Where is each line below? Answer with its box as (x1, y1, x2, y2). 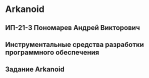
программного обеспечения (5, 48, 99, 56)
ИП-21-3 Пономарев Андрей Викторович (5, 23, 140, 32)
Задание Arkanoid (5, 65, 65, 73)
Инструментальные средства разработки (5, 40, 144, 48)
